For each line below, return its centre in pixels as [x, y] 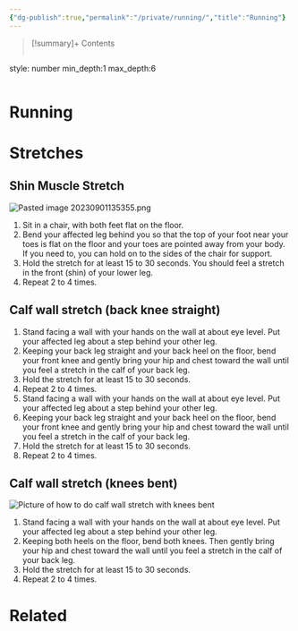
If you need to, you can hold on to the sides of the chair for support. [147, 253]
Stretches [47, 153]
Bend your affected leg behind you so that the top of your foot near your [155, 234]
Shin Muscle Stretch [67, 186]
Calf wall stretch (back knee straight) [115, 310]
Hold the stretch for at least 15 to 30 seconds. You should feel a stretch [153, 263]
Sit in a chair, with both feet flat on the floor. [103, 225]
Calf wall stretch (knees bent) [94, 484]
